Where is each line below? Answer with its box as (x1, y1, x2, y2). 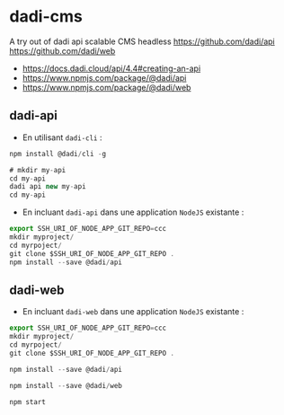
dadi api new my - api (9, 182, 87, 191)
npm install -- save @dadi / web (9, 381, 123, 390)
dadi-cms (9, 6, 83, 27)
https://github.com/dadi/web (9, 45, 116, 56)
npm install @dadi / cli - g (9, 149, 106, 158)
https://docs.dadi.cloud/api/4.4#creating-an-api (22, 63, 201, 74)
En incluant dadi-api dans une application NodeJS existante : (22, 207, 244, 217)
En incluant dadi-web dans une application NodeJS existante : (22, 306, 244, 317)
